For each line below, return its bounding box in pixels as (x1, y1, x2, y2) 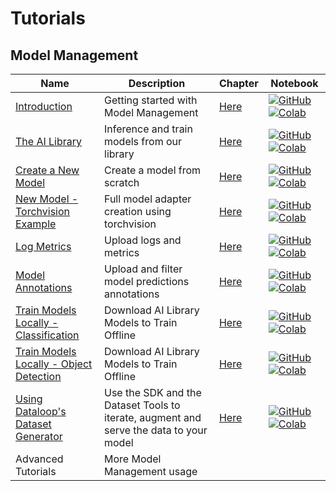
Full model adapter (104, 192, 192, 206)
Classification (15, 328, 80, 342)
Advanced (15, 452, 64, 466)
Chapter (218, 77, 259, 90)
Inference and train (104, 122, 193, 136)
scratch (104, 176, 140, 189)
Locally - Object (15, 357, 93, 371)
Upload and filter (104, 262, 183, 276)
